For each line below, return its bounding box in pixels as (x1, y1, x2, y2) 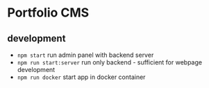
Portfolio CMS (7, 5, 90, 21)
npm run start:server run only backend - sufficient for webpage (17, 58, 203, 67)
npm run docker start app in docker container (17, 73, 146, 81)
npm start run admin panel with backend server (17, 51, 154, 59)
